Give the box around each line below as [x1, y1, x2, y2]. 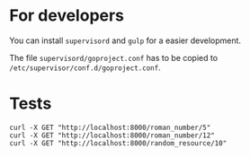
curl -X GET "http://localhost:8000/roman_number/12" [9, 131, 216, 140]
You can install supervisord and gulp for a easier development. [9, 35, 241, 46]
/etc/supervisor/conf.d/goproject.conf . [9, 62, 161, 73]
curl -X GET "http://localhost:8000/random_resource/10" [9, 138, 228, 148]
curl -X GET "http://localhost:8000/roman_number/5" [9, 123, 211, 132]
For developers [9, 5, 124, 26]
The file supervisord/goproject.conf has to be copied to [9, 52, 219, 63]
